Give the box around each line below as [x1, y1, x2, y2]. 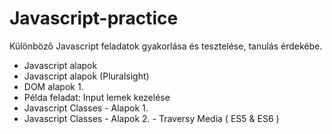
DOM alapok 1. [23, 80, 84, 92]
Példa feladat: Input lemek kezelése [23, 91, 171, 103]
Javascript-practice [9, 7, 179, 30]
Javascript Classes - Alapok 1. [23, 102, 149, 114]
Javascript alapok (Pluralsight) [23, 70, 150, 82]
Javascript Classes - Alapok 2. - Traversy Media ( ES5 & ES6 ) [23, 112, 280, 124]
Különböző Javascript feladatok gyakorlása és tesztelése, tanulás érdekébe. [9, 40, 323, 52]
